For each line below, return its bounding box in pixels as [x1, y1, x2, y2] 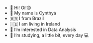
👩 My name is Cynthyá [9, 10, 56, 16]
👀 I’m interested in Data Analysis [9, 26, 76, 32]
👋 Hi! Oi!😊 [9, 5, 31, 10]
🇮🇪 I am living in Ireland [9, 21, 60, 27]
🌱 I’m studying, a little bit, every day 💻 [9, 32, 89, 38]
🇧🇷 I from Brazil [9, 15, 44, 21]
